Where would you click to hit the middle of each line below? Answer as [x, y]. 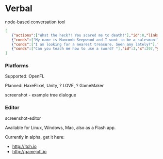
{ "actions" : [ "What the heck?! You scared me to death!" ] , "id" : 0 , [79, 35]
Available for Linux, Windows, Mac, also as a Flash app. [60, 127]
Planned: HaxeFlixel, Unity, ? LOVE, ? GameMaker [55, 86]
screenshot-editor [23, 118]
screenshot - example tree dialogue [41, 95]
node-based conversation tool [35, 22]
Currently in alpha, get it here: [35, 137]
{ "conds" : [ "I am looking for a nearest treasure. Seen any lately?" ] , [84, 44]
